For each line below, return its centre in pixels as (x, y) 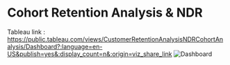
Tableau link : (26, 32)
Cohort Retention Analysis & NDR (105, 13)
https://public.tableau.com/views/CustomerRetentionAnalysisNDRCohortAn (115, 39)
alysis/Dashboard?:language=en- (55, 46)
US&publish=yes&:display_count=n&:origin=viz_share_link (90, 54)
